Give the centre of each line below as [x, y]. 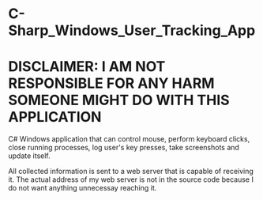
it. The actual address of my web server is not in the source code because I [131, 179]
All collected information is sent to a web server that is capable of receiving [131, 172]
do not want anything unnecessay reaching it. [83, 188]
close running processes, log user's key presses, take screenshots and [124, 148]
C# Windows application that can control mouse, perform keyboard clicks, [129, 139]
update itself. [30, 156]
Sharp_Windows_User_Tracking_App [132, 30]
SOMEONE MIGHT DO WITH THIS [119, 100]
